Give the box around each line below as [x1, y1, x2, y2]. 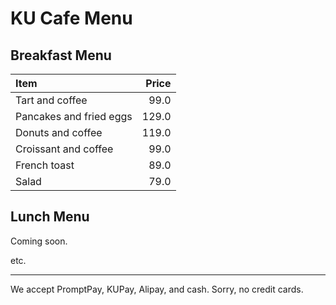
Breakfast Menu [10, 47, 112, 64]
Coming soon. [10, 235, 68, 247]
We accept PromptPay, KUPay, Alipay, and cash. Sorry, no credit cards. [10, 283, 304, 295]
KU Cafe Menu [10, 7, 133, 30]
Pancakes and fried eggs [15, 110, 133, 123]
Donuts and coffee [15, 126, 103, 139]
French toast [15, 158, 75, 172]
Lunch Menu [10, 208, 90, 226]
